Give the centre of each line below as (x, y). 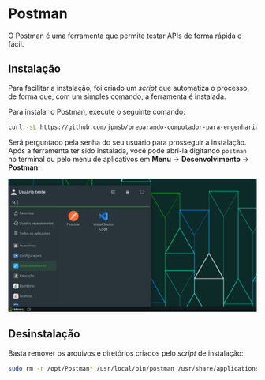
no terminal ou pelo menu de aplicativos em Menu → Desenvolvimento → (129, 159)
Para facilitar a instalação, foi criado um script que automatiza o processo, (129, 88)
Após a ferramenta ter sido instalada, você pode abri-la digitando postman (127, 150)
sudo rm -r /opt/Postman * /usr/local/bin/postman (91, 368)
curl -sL (22, 127)
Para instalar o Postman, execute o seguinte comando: (97, 111)
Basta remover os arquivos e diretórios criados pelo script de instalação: (126, 353)
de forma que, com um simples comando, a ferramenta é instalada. (117, 96)
